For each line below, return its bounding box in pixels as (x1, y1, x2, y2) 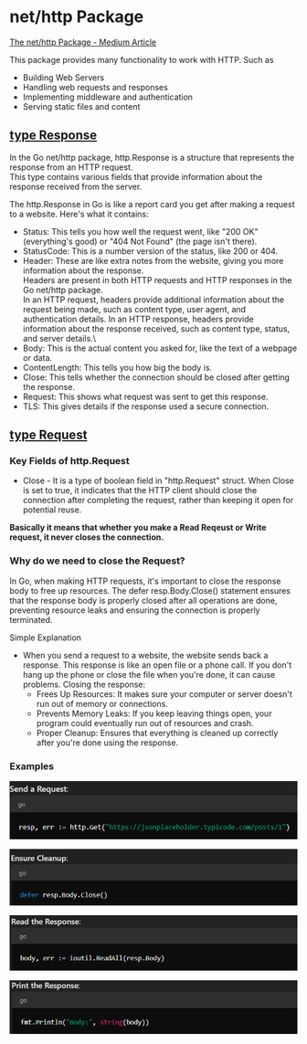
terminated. (9, 614, 53, 625)
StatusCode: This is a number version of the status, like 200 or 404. (22, 245, 279, 257)
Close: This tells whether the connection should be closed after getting (22, 372, 291, 383)
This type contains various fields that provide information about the (9, 171, 263, 182)
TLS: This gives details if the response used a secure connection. (22, 400, 270, 412)
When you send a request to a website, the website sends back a (22, 649, 269, 660)
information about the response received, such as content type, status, (22, 322, 291, 334)
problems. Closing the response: (22, 679, 146, 690)
